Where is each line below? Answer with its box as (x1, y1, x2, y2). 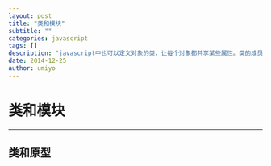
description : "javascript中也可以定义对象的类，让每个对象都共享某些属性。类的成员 (8, 49, 264, 57)
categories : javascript (8, 34, 89, 43)
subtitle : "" (8, 27, 52, 35)
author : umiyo (8, 64, 56, 73)
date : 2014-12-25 (8, 57, 67, 65)
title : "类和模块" (8, 19, 66, 27)
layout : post (8, 11, 52, 20)
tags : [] (8, 42, 38, 50)
